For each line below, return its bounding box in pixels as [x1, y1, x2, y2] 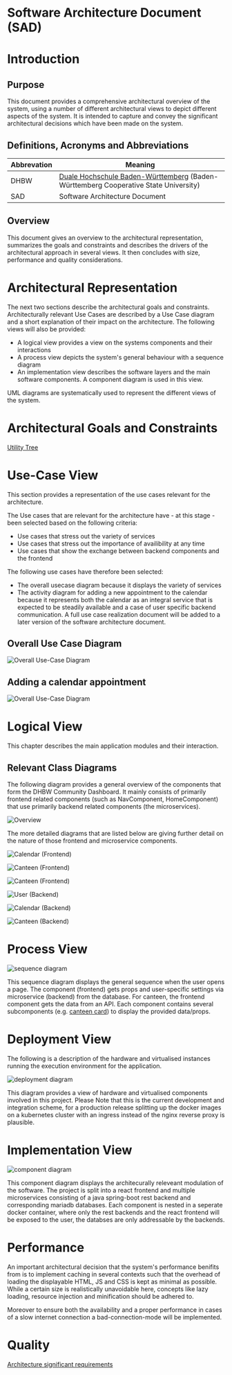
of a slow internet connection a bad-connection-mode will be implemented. [7, 1313, 222, 1321]
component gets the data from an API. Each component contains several [7, 999, 214, 1008]
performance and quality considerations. [7, 255, 123, 264]
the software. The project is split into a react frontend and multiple [7, 1186, 195, 1194]
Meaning [125, 160, 155, 169]
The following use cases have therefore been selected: [7, 567, 164, 576]
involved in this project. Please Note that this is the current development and [7, 1096, 224, 1104]
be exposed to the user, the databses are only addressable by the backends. [7, 1215, 225, 1224]
